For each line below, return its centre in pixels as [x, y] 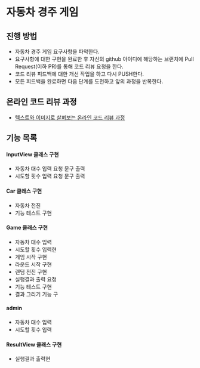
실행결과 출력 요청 [36, 279]
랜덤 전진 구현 [31, 271]
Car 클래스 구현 [24, 191]
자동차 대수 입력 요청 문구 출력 [50, 169]
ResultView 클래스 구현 [34, 344]
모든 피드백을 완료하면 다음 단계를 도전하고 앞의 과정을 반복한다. [89, 81]
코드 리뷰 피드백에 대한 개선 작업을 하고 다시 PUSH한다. [79, 74]
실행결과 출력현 [33, 359]
